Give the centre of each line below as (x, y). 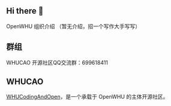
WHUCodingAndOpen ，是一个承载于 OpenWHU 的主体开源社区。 (87, 97)
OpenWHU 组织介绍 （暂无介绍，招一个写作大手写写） (73, 26)
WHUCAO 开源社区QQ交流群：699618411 (57, 62)
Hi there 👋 (25, 11)
